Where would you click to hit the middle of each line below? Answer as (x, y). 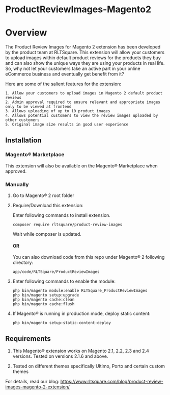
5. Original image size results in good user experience (67, 125)
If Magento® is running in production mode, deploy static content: (82, 314)
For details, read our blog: (32, 382)
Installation (23, 140)
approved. (16, 171)
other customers (22, 120)
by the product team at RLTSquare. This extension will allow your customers (85, 53)
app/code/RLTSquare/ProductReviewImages (56, 272)
